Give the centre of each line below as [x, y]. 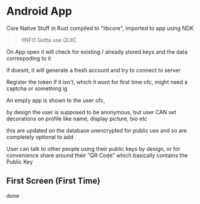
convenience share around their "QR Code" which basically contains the [97, 155]
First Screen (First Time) [53, 181]
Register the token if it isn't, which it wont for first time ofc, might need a [97, 82]
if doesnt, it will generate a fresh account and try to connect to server [94, 70]
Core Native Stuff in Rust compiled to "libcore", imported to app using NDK [100, 28]
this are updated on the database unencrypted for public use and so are [97, 130]
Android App [39, 11]
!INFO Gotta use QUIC [49, 40]
